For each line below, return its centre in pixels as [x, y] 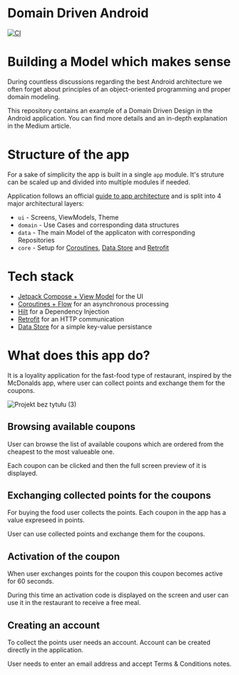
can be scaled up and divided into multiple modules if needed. [99, 182]
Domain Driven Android [78, 13]
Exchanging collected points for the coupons [110, 495]
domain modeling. [34, 96]
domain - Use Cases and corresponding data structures [98, 225]
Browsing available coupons [71, 427]
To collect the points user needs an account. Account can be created [109, 642]
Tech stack [41, 276]
